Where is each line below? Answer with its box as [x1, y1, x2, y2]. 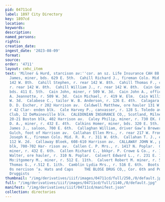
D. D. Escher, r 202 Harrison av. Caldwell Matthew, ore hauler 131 [9, 103, 155, 108]
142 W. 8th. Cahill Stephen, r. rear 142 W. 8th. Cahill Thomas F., [9, 80, 157, 85]
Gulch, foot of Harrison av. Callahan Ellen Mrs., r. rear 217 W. [9, 130, 151, 135]
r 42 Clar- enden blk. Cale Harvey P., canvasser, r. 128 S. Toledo [9, 107, 155, 113]
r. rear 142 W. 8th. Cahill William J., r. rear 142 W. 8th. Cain [9, 84, 153, 90]
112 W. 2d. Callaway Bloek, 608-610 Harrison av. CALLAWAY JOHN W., [9, 139, 157, 145]
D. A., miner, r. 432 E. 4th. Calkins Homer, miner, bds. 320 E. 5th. [9, 121, 160, 126]
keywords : [5, 25, 26, 30]
